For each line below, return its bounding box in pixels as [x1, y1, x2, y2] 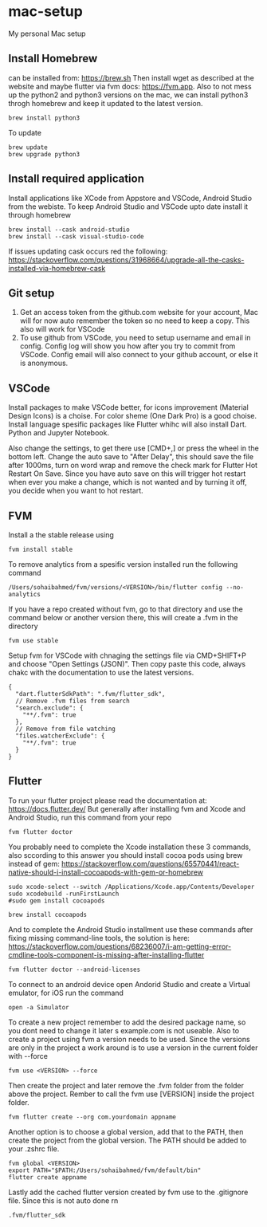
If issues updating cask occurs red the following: [8, 246, 168, 256]
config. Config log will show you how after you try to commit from [19, 341, 236, 351]
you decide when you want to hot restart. [8, 486, 143, 496]
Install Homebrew [8, 52, 98, 65]
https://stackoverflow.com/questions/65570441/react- [61, 859, 240, 868]
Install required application [8, 172, 145, 186]
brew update [8, 143, 48, 151]
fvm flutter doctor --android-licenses [8, 965, 141, 973]
